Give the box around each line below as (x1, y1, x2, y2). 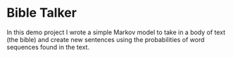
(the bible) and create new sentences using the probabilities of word (6, 35, 205, 43)
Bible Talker (6, 5, 77, 21)
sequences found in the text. (6, 43, 89, 51)
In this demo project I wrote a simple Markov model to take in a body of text (6, 28, 226, 36)
